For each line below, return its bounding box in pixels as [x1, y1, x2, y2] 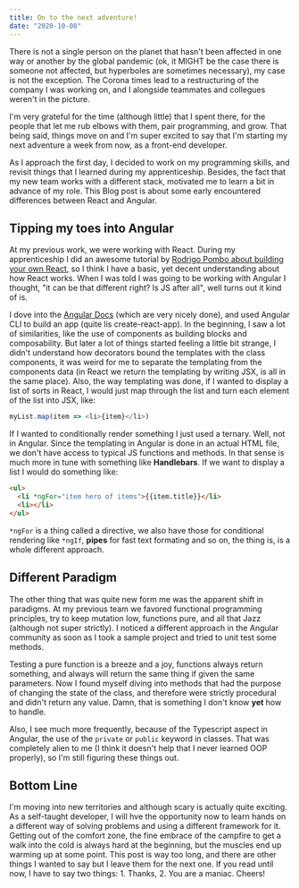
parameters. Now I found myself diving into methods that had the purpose [9, 678, 282, 688]
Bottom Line [9, 778, 78, 793]
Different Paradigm [9, 570, 118, 585]
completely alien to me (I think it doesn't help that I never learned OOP [9, 742, 268, 753]
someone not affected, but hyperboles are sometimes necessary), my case [9, 64, 286, 76]
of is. [9, 292, 29, 303]
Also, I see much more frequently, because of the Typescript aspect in [9, 723, 268, 734]
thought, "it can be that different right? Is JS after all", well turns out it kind [9, 283, 282, 294]
